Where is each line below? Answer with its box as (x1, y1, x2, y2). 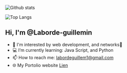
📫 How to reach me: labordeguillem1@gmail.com (12, 54, 114, 60)
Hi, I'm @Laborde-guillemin (5, 29, 92, 37)
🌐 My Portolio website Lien (12, 62, 68, 68)
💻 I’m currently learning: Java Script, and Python (12, 47, 114, 53)
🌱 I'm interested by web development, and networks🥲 (12, 41, 123, 47)
